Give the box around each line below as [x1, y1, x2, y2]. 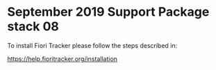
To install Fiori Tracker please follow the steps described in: [7, 41, 178, 49]
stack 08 [7, 19, 59, 34]
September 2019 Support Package [7, 4, 210, 20]
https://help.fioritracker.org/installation [7, 54, 118, 62]
